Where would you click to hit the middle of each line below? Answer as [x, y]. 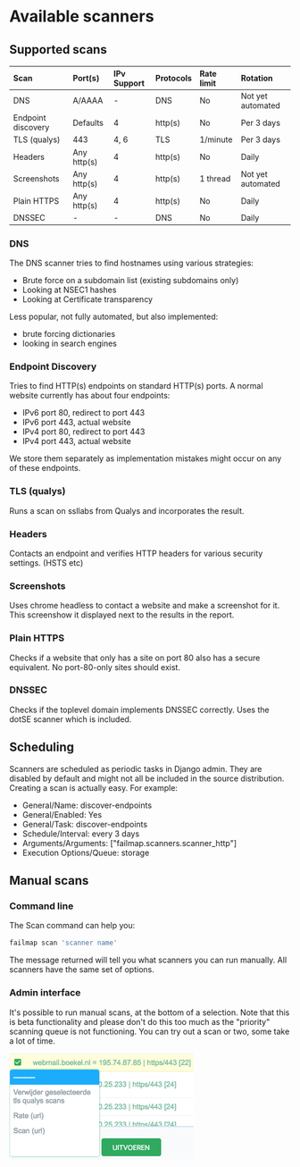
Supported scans [58, 50]
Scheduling [42, 747]
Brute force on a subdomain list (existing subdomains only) [130, 281]
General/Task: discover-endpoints [85, 824]
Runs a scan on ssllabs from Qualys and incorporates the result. [127, 510]
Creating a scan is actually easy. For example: [94, 787]
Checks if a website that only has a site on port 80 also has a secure [135, 658]
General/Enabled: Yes [62, 814]
